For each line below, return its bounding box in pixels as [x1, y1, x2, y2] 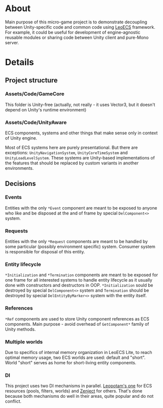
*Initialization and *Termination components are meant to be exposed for [5, 272, 158, 278]
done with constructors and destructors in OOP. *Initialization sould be [5, 283, 153, 288]
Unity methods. [5, 326, 36, 332]
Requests [5, 227, 28, 234]
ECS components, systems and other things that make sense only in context [5, 130, 158, 136]
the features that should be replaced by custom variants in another [5, 160, 139, 166]
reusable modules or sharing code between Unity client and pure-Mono [5, 35, 149, 40]
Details [5, 57, 34, 68]
